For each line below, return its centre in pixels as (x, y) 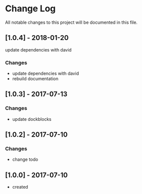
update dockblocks (32, 119)
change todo (25, 159)
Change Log (30, 9)
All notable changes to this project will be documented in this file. (71, 22)
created (20, 187)
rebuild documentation (35, 79)
